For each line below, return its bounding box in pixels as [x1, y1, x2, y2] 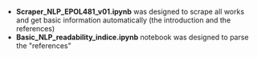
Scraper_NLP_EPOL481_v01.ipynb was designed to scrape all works [15, 7, 245, 16]
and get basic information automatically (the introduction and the [15, 15, 231, 25]
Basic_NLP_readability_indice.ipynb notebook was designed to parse [15, 32, 249, 42]
